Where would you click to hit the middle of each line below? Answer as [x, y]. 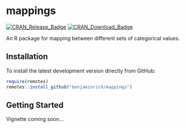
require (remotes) [27, 81]
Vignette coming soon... [35, 119]
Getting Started [35, 105]
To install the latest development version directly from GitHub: [81, 71]
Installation [27, 57]
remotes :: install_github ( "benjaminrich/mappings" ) [69, 87]
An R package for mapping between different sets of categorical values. [93, 38]
